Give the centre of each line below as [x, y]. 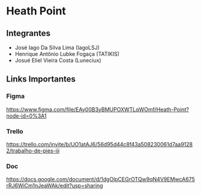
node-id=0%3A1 [26, 116]
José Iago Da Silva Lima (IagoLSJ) [57, 47]
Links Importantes [41, 79]
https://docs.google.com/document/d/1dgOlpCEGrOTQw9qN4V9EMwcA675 [100, 179]
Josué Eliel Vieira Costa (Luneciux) [58, 60]
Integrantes [28, 33]
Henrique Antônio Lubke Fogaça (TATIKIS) [67, 54]
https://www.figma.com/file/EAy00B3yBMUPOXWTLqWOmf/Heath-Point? [97, 109]
